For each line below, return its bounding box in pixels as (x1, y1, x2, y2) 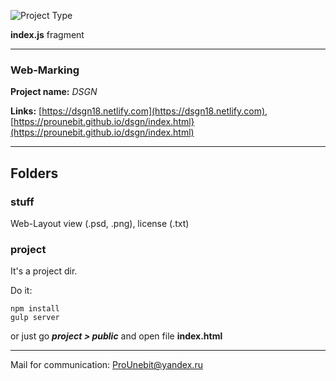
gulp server (10, 313, 60, 323)
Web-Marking (10, 63, 80, 77)
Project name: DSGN (10, 86, 98, 98)
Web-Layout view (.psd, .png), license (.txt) (10, 217, 190, 229)
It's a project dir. (10, 265, 78, 277)
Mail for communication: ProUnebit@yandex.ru (10, 359, 203, 371)
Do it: (10, 285, 33, 297)
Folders (10, 165, 59, 182)
